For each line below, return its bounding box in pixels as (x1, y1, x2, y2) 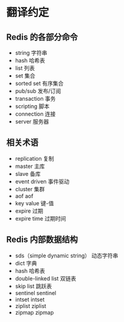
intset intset (15, 296, 45, 303)
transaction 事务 (15, 95, 56, 102)
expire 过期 (15, 207, 44, 214)
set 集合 (15, 72, 35, 79)
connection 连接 (15, 111, 56, 117)
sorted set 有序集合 (15, 80, 64, 87)
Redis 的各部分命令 (6, 32, 78, 42)
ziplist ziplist (15, 302, 47, 309)
